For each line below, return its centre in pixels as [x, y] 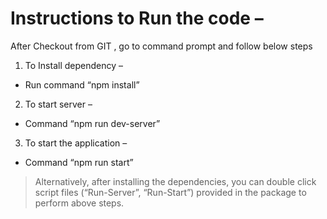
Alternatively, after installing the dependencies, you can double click [175, 181]
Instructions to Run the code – [137, 18]
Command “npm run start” [79, 162]
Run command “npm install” [82, 84]
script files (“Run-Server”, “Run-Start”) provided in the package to [170, 192]
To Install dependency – [73, 65]
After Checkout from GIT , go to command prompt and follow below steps [161, 46]
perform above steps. [79, 203]
